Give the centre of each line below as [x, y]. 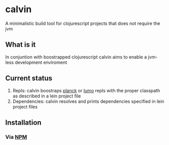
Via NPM [16, 137]
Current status [29, 78]
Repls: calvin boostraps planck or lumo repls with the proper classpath [86, 90]
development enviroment [41, 62]
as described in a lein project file [47, 96]
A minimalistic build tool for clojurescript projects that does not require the [83, 23]
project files [25, 106]
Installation [23, 122]
